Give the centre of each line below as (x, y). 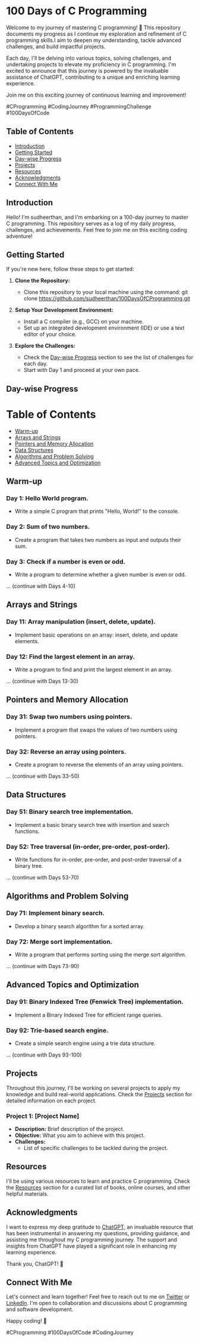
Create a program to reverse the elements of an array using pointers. (99, 764)
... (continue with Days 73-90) (43, 966)
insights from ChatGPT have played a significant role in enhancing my (91, 1246)
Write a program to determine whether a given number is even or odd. (100, 574)
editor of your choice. (50, 334)
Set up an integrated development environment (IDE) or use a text (104, 328)
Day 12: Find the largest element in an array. (71, 656)
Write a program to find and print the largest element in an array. (94, 670)
